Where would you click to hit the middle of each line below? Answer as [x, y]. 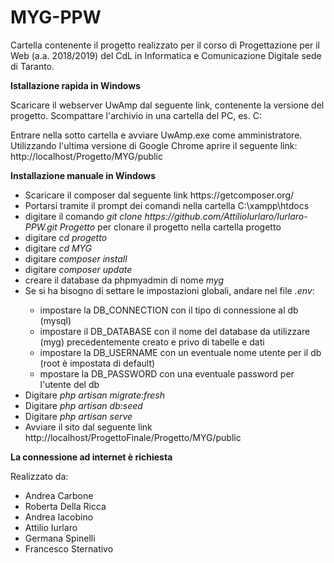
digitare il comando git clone [83, 216]
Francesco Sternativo [69, 548]
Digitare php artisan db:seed [83, 405]
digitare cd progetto [66, 237]
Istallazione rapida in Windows [75, 85]
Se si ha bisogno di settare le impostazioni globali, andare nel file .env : [169, 290]
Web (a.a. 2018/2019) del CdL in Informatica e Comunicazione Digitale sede [166, 55]
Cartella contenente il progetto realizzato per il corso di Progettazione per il [165, 45]
